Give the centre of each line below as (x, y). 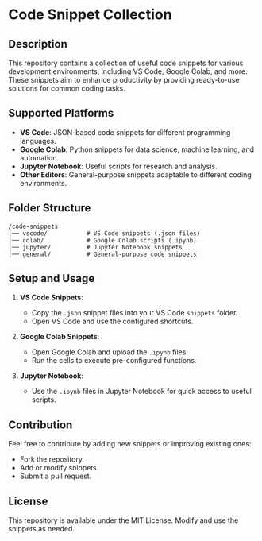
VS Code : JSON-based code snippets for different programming (125, 132)
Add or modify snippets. (59, 468)
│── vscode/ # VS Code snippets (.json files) (104, 233)
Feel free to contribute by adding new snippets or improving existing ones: (130, 444)
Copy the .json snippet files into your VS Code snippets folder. (135, 313)
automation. (39, 157)
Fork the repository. (52, 459)
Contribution (40, 425)
